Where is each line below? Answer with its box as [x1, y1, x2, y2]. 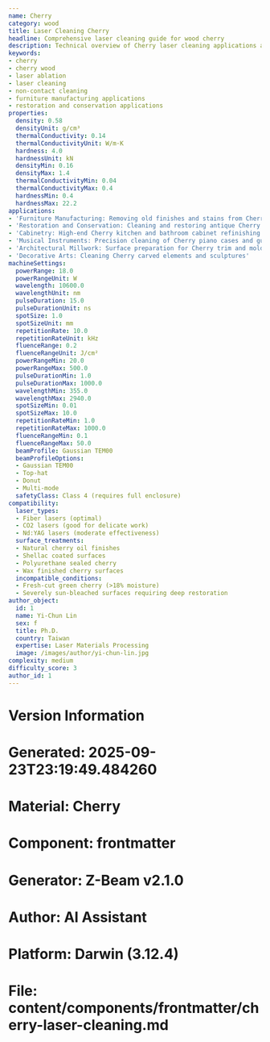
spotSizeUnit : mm [15, 319, 74, 327]
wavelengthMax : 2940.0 [15, 394, 92, 402]
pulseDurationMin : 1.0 [15, 372, 92, 380]
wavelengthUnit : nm [15, 290, 81, 298]
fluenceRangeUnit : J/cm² [15, 349, 99, 357]
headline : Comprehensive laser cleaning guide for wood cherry [8, 34, 225, 43]
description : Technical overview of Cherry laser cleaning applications [8, 42, 257, 50]
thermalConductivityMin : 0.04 [15, 177, 117, 185]
